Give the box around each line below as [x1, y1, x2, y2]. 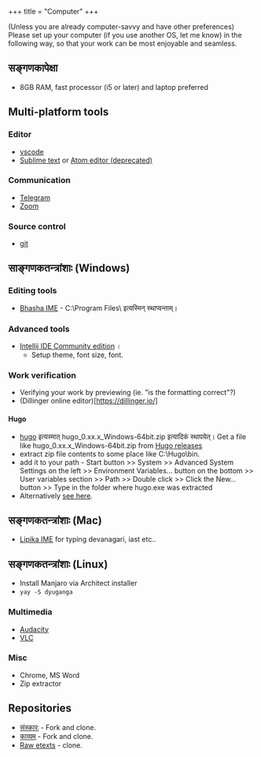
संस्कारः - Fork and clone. [19, 722, 97, 732]
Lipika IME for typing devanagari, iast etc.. [19, 535, 156, 544]
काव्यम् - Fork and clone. [19, 731, 94, 740]
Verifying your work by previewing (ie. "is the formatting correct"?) [19, 388, 236, 397]
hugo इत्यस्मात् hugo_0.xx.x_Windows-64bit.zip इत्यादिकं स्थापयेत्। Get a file [19, 431, 246, 441]
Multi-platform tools [8, 106, 109, 119]
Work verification [8, 370, 76, 381]
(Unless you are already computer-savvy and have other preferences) [8, 22, 234, 31]
